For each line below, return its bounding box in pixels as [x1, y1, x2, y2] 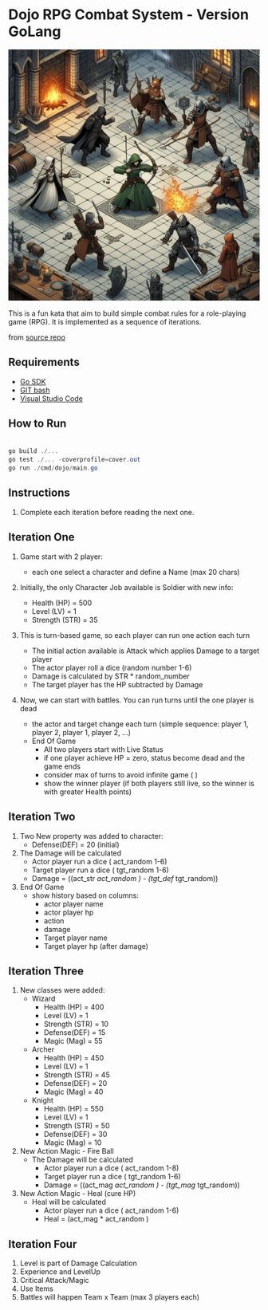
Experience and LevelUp [19, 1267, 101, 1277]
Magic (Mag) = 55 [43, 1037, 103, 1046]
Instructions [8, 486, 70, 500]
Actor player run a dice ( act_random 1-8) [43, 1163, 179, 1173]
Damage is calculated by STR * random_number [31, 671, 190, 681]
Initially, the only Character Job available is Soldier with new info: [19, 582, 234, 592]
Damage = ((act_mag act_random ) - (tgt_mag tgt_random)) [43, 1180, 241, 1190]
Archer [31, 1044, 54, 1054]
